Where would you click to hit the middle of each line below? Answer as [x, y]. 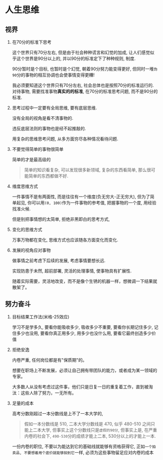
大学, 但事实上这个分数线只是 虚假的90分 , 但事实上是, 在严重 [99, 430]
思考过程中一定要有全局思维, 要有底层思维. [54, 108]
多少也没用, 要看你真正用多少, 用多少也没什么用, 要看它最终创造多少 [84, 333]
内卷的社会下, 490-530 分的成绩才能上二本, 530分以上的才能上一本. [90, 436]
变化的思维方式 [27, 230]
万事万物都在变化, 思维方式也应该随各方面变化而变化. [65, 240]
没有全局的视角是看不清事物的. [43, 118]
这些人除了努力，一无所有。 [48, 393]
